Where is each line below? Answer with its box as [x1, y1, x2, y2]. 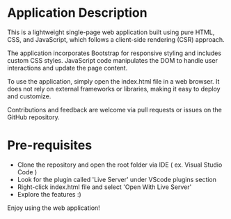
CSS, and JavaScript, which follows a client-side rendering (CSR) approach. [7, 35, 225, 43]
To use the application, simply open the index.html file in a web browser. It [7, 77, 220, 85]
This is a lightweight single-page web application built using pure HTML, [7, 28, 215, 36]
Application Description [7, 5, 148, 21]
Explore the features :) [17, 190, 81, 198]
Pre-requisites [7, 137, 93, 153]
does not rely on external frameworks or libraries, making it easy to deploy [7, 84, 221, 93]
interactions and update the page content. [7, 63, 128, 72]
